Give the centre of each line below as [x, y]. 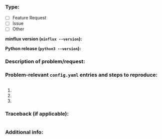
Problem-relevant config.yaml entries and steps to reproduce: [81, 75]
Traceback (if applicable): [37, 114]
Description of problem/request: [45, 62]
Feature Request [29, 18]
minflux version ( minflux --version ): [44, 39]
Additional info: [24, 132]
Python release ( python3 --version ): [43, 49]
